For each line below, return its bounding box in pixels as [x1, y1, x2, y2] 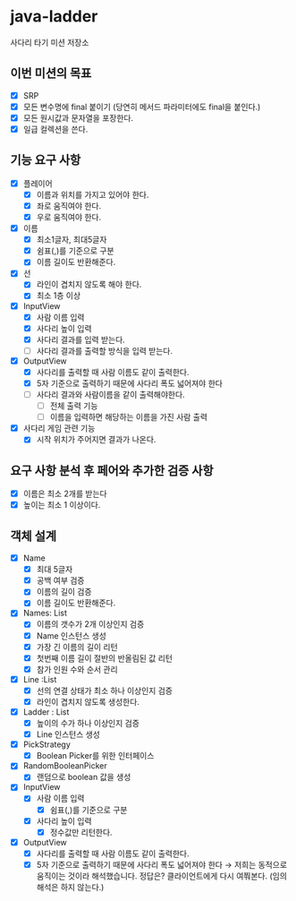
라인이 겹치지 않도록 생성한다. [36, 696, 140, 707]
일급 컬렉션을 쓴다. [22, 124, 89, 134]
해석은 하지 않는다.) [36, 881, 105, 892]
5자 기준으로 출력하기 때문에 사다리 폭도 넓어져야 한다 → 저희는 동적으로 [36, 859, 288, 870]
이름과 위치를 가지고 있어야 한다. [36, 189, 149, 200]
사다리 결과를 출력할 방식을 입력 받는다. [36, 345, 173, 356]
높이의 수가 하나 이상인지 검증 [36, 718, 140, 728]
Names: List [22, 607, 68, 619]
